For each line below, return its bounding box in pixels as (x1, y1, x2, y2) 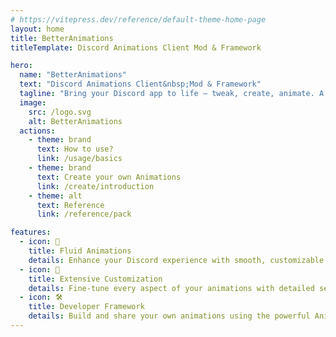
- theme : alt (28, 191, 83, 201)
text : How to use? (36, 144, 114, 155)
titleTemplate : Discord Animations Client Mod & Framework (10, 42, 262, 53)
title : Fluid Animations (28, 246, 132, 256)
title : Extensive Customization (28, 274, 163, 284)
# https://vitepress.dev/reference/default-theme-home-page (10, 14, 267, 25)
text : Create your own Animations (36, 172, 182, 182)
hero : (10, 61, 33, 71)
